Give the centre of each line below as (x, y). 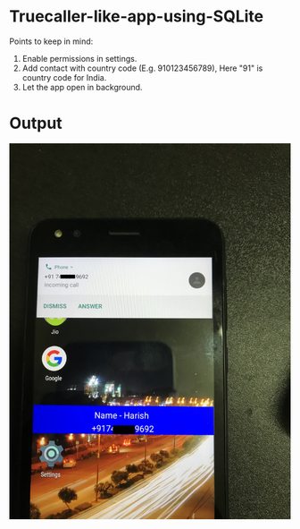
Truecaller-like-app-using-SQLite (137, 17)
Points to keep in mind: (51, 41)
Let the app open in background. (82, 87)
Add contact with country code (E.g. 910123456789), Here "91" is (142, 68)
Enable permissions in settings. (79, 58)
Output (36, 124)
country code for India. (64, 77)
